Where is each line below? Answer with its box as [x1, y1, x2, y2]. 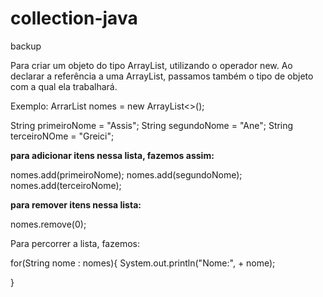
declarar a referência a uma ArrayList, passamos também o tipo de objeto [10, 70, 314, 82]
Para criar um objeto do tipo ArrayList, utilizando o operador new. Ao [10, 59, 293, 71]
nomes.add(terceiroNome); [10, 179, 122, 191]
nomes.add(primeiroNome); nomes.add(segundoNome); [10, 168, 243, 181]
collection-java [10, 7, 138, 30]
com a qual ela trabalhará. [10, 80, 118, 92]
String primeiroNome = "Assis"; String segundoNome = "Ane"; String [10, 119, 294, 131]
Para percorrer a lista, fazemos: [10, 237, 140, 249]
